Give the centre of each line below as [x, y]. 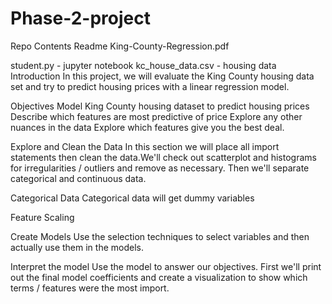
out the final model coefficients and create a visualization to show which [159, 277]
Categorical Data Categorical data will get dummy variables [132, 198]
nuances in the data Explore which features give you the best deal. [147, 127]
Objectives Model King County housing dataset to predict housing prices [160, 106]
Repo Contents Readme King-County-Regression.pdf [120, 46]
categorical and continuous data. [78, 178]
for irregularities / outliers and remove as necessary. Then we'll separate [160, 168]
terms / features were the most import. [90, 288]
